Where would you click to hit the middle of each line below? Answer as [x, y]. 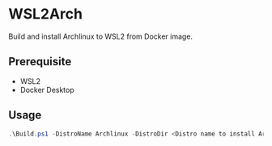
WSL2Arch [46, 14]
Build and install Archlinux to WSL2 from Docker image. [100, 36]
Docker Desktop [47, 90]
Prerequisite [40, 62]
